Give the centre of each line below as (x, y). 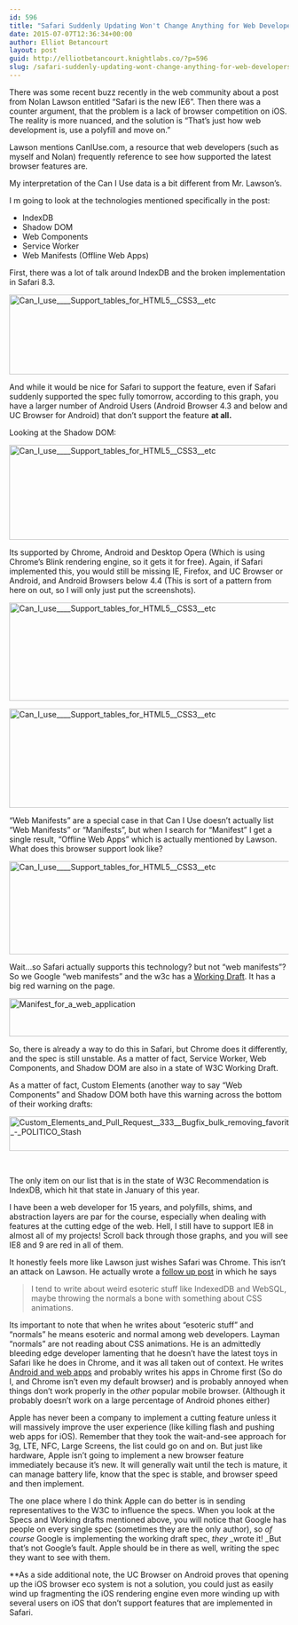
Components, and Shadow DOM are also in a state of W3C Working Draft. (144, 1067)
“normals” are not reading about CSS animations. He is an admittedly (135, 1344)
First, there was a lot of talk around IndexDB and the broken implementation (147, 273)
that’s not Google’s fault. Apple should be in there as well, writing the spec (144, 1548)
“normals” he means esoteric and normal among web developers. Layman (145, 1334)
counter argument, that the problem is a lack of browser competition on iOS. (148, 111)
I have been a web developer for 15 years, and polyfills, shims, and (131, 1207)
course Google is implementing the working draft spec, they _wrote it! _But (145, 1538)
